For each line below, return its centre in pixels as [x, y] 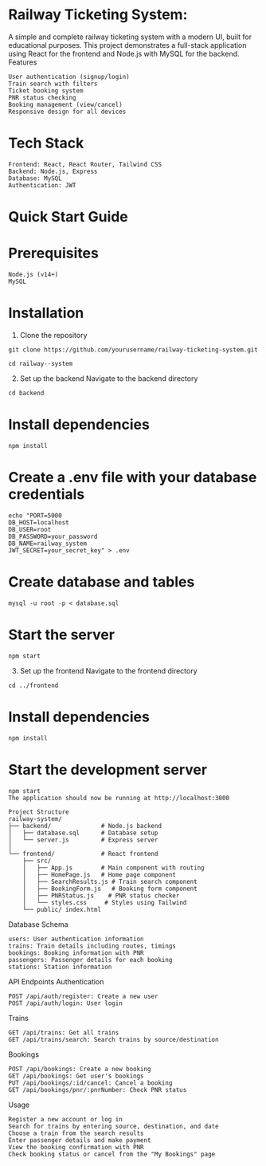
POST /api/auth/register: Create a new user [83, 996]
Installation [46, 313]
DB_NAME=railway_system [48, 544]
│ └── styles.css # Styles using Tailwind [105, 902]
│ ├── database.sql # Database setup [83, 833]
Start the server [62, 634]
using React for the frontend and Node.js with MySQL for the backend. [124, 53]
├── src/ [37, 861]
